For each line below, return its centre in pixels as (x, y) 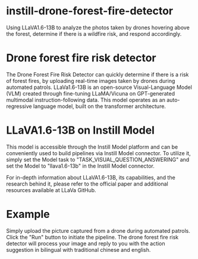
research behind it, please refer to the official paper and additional (87, 184)
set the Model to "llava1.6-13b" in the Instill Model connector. (80, 166)
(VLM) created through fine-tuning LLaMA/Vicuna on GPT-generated (91, 93)
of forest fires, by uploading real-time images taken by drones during (91, 81)
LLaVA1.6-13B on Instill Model (80, 130)
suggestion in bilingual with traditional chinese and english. (78, 249)
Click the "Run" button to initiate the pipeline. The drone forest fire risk (92, 237)
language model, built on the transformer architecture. (100, 106)
